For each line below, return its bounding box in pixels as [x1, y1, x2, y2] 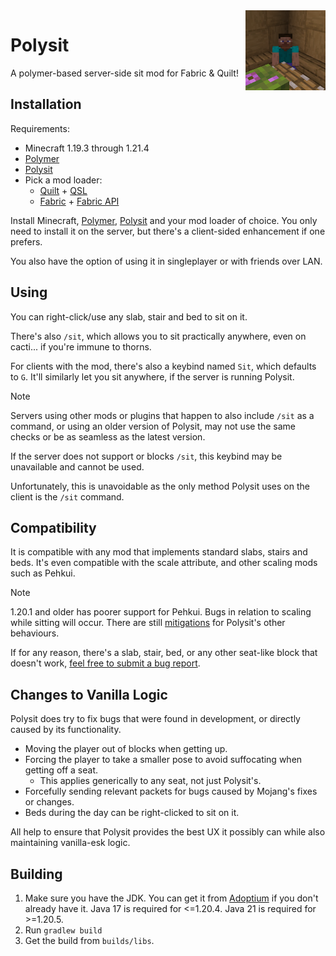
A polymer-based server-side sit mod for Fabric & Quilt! [10, 67, 239, 79]
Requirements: [10, 122, 70, 134]
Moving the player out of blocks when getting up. [24, 743, 228, 755]
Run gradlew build [24, 924, 103, 936]
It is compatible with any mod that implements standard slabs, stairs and [10, 546, 308, 558]
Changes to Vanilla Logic [10, 686, 168, 703]
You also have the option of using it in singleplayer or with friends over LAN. [10, 255, 323, 267]
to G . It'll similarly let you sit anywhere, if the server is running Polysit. [10, 370, 295, 383]
